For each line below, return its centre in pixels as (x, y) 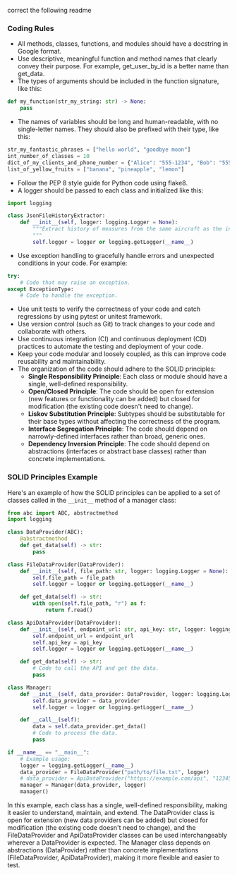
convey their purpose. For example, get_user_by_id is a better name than (123, 66)
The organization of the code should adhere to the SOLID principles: (117, 369)
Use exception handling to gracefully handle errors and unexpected (116, 255)
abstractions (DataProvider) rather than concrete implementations (103, 850)
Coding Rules (31, 28)
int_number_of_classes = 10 (49, 156)
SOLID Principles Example (53, 477)
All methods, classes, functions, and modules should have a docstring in (122, 44)
